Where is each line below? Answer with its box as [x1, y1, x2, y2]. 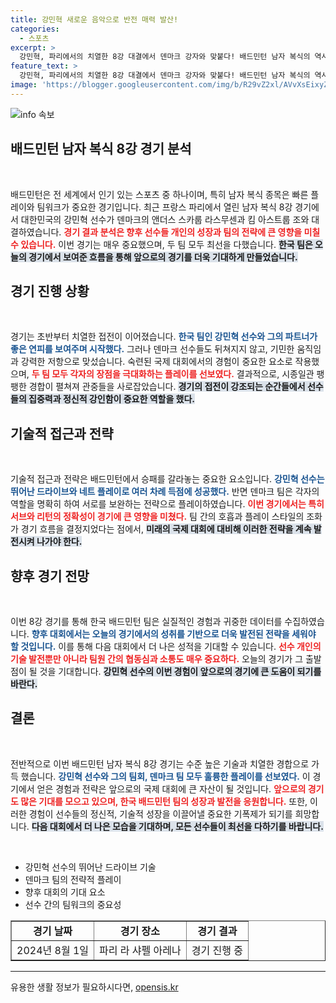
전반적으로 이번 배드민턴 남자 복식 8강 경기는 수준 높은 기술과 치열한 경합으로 [10, 757, 310, 770]
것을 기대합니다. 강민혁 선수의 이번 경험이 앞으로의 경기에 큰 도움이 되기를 [39, 666, 322, 677]
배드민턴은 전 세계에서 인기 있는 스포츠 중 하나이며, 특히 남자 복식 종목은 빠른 [10, 188, 309, 200]
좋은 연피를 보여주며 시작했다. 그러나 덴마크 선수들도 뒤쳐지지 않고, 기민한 [10, 343, 295, 355]
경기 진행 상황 [10, 282, 90, 300]
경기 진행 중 [191, 943, 243, 957]
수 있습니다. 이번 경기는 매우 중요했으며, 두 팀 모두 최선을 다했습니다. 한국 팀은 [10, 238, 313, 250]
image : [10, 80, 38, 90]
